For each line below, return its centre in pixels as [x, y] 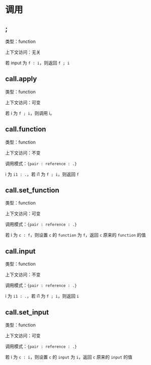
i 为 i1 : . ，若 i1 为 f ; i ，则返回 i [42, 296]
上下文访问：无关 [23, 52]
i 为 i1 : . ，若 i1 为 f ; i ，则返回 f [42, 174]
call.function [26, 129]
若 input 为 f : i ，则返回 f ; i [37, 63]
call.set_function [32, 191]
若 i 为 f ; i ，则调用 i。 [30, 113]
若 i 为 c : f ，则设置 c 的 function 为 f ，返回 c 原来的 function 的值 [75, 235]
